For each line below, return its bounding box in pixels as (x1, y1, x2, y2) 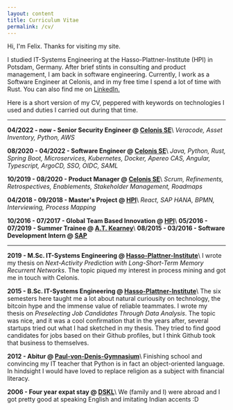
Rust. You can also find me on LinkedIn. (7, 85, 120, 94)
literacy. (7, 375, 30, 383)
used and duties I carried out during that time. (7, 106, 139, 115)
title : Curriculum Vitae (7, 17, 79, 24)
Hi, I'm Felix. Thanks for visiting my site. (7, 42, 121, 51)
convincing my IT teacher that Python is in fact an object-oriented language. (7, 359, 225, 368)
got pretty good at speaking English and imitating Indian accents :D (7, 395, 199, 404)
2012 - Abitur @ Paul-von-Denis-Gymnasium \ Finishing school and (7, 352, 202, 361)
